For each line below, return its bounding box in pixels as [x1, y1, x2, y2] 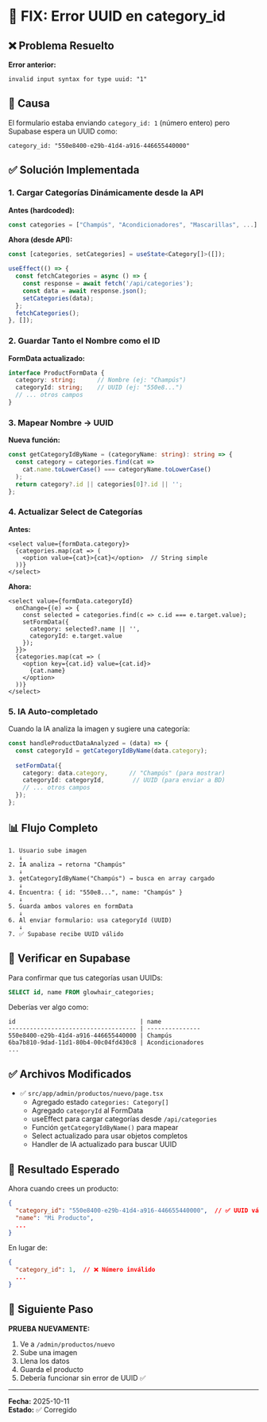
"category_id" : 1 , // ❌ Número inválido [15, 1266, 156, 1274]
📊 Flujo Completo [8, 822, 99, 835]
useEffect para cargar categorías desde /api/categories [31, 1114, 218, 1124]
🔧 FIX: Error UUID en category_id [8, 7, 226, 25]
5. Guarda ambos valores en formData [8, 902, 133, 910]
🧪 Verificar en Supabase [8, 952, 131, 965]
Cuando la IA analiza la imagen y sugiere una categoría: [8, 724, 191, 734]
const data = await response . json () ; [22, 286, 148, 295]
